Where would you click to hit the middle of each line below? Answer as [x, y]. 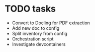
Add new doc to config [36, 28]
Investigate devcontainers [39, 44]
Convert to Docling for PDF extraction [51, 23]
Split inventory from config [39, 33]
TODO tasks [30, 9]
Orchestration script [33, 39]
